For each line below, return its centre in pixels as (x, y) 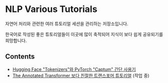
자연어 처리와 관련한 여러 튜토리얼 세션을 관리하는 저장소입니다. (67, 23)
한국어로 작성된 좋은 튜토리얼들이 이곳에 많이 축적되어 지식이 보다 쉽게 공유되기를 (84, 34)
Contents (20, 57)
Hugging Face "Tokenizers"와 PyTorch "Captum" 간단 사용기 (74, 69)
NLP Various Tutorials (51, 9)
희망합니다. (16, 40)
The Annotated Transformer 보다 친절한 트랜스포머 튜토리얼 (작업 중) (81, 75)
